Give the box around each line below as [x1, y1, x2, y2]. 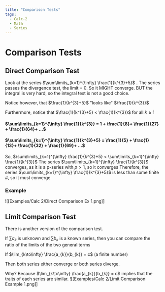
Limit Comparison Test [5, 212, 76, 221]
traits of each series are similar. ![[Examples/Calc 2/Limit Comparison [5, 276, 146, 282]
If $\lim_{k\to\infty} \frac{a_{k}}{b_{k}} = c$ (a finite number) [5, 251, 128, 257]
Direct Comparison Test [5, 66, 80, 75]
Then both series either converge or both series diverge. [5, 261, 120, 267]
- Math [9, 21, 23, 26]
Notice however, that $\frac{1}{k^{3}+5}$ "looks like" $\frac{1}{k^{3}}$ [5, 100, 149, 106]
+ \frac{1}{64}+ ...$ [5, 126, 46, 132]
